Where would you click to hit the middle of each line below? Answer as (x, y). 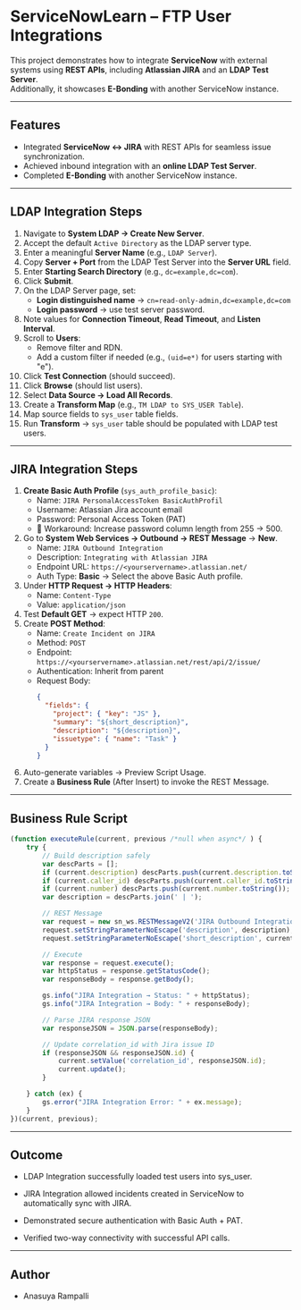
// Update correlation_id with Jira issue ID (129, 1044)
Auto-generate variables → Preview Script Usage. (114, 773)
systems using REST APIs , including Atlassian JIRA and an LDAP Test (139, 70)
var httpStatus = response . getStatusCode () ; (126, 971)
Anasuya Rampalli (56, 1296)
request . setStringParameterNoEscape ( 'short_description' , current (168, 938)
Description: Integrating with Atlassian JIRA (122, 557)
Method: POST (61, 643)
